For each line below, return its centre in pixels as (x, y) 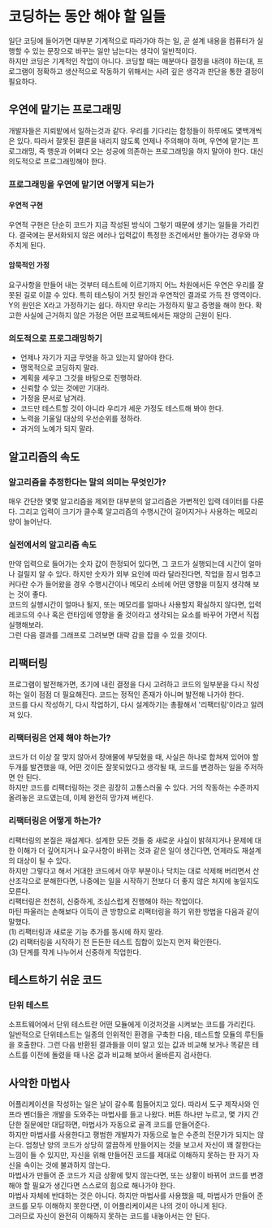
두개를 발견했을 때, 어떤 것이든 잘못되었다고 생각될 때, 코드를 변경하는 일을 (125, 767)
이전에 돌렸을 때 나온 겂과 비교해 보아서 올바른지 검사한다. (121, 1055)
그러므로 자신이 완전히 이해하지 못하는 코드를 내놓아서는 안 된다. (109, 1216)
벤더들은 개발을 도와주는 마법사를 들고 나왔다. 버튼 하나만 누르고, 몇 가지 (137, 1114)
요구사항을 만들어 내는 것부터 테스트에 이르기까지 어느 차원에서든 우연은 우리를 (132, 285)
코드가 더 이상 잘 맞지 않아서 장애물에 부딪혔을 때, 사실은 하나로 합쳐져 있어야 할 (134, 757)
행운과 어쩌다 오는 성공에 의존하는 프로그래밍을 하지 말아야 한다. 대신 (155, 150)
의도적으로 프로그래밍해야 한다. (58, 161)
